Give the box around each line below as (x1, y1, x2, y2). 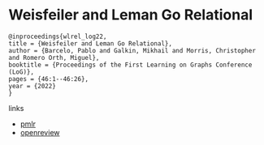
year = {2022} (8, 82, 57, 90)
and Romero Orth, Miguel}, (8, 53, 100, 62)
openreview (19, 127, 60, 137)
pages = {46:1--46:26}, (8, 75, 89, 83)
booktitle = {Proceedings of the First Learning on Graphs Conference (8, 61, 253, 69)
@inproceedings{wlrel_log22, (8, 32, 107, 41)
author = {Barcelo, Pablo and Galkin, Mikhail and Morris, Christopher (8, 46, 256, 54)
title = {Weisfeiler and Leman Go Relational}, (8, 39, 173, 48)
